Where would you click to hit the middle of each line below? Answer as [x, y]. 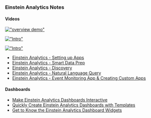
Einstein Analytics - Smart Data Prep [48, 63]
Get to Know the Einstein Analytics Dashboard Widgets [67, 110]
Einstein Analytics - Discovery [42, 68]
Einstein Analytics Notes [35, 7]
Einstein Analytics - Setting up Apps [48, 58]
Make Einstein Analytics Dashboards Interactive [60, 100]
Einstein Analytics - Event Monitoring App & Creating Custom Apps [79, 78]
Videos [12, 19]
